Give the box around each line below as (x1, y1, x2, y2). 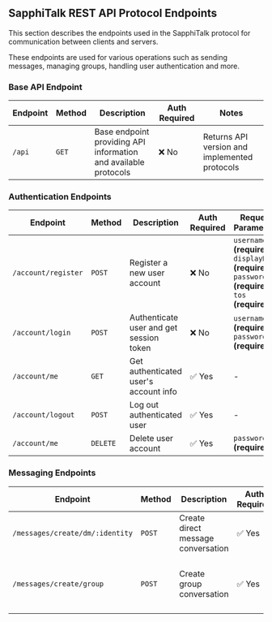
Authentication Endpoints (8, 191, 112, 202)
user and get (129, 322, 178, 334)
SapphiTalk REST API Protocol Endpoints (8, 6, 218, 20)
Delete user (129, 433, 174, 444)
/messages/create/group (12, 579, 104, 588)
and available (94, 157, 145, 168)
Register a (129, 257, 168, 269)
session (129, 332, 159, 343)
